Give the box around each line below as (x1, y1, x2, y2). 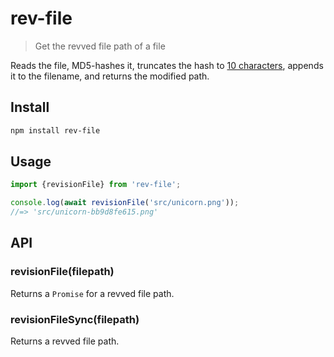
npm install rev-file (10, 125, 101, 136)
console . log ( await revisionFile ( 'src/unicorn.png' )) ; (10, 198, 240, 208)
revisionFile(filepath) (10, 265, 115, 279)
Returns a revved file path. (10, 335, 120, 347)
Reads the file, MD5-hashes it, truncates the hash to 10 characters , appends (10, 59, 324, 71)
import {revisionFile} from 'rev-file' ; (10, 180, 182, 190)
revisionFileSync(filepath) (10, 312, 140, 326)
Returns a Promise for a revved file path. (10, 287, 175, 299)
